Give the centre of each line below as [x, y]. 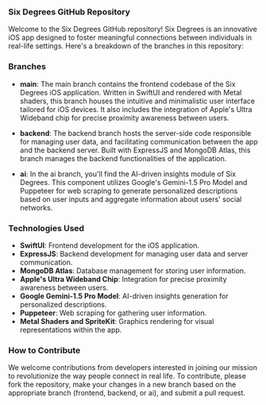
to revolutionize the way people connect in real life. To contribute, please [127, 376]
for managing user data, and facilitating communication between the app [139, 141]
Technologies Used [46, 228]
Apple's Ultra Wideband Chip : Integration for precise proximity [123, 279]
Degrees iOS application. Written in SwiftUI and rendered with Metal [131, 92]
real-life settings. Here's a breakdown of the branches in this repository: [126, 46]
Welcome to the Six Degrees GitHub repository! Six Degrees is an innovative [133, 29]
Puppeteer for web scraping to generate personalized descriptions [129, 191]
